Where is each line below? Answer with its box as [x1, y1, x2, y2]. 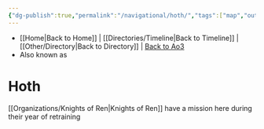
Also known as [19, 50, 68, 59]
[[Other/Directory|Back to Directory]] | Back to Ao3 [19, 41, 185, 51]
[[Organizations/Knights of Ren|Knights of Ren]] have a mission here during [8, 103, 253, 112]
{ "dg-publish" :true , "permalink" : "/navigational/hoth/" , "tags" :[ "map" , [8, 11, 244, 20]
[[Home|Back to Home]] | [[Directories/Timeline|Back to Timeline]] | [19, 33, 240, 42]
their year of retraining [8, 112, 81, 121]
